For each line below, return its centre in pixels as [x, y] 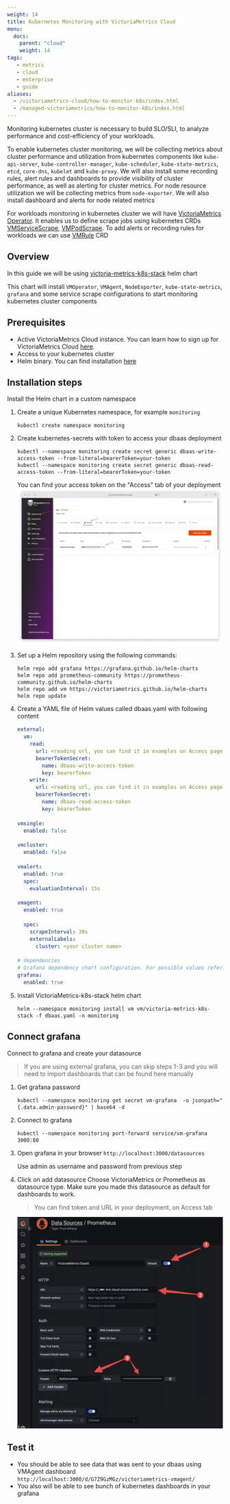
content [28, 716]
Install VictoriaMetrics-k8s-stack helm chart [79, 995]
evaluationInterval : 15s [65, 888]
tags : [15, 58]
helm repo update [42, 696]
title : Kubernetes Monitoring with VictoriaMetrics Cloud [91, 22]
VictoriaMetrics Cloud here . [56, 347]
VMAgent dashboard [46, 1471]
